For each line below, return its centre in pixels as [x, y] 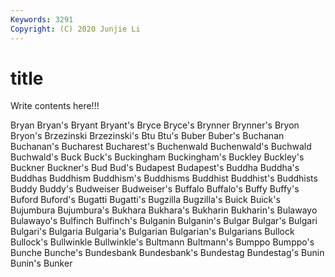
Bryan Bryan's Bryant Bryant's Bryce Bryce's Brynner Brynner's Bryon [155, 125]
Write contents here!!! [55, 106]
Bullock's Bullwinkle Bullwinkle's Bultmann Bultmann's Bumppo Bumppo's [162, 242]
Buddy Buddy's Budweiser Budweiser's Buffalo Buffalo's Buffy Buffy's [155, 189]
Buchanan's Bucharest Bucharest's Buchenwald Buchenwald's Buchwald [161, 147]
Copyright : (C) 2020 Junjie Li [75, 29]
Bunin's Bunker [41, 263]
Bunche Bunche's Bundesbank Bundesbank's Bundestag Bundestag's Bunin [167, 253]
